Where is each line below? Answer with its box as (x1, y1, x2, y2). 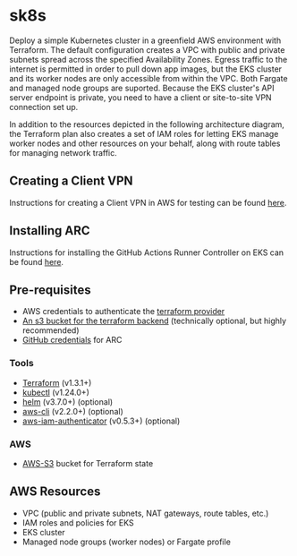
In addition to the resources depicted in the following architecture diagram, (9, 118, 284, 130)
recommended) (21, 325, 80, 336)
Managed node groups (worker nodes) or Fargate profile (21, 536, 231, 547)
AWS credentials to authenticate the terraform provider (21, 306, 225, 317)
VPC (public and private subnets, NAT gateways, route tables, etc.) (21, 508, 269, 518)
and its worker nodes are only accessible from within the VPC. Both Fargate (9, 73, 288, 83)
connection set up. (9, 101, 79, 112)
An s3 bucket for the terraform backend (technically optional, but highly (21, 315, 287, 327)
